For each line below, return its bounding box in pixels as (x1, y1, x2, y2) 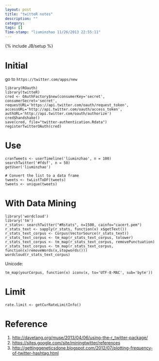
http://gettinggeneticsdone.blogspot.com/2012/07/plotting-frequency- (12, 345, 153, 351)
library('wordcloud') (5, 214, 49, 219)
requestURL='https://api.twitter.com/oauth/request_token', (5, 103, 129, 108)
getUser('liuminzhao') (5, 164, 51, 169)
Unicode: (5, 261, 23, 267)
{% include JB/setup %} (5, 43, 53, 49)
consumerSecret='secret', (5, 98, 57, 103)
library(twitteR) (5, 90, 40, 95)
